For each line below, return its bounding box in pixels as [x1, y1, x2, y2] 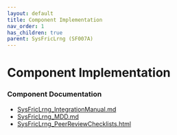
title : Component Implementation [7, 16, 103, 23]
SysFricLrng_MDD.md [16, 112, 79, 121]
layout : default [7, 10, 54, 17]
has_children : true [7, 29, 63, 36]
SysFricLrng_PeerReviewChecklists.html [16, 119, 132, 127]
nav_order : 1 [7, 23, 45, 29]
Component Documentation [7, 90, 102, 99]
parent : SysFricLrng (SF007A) [7, 36, 94, 42]
